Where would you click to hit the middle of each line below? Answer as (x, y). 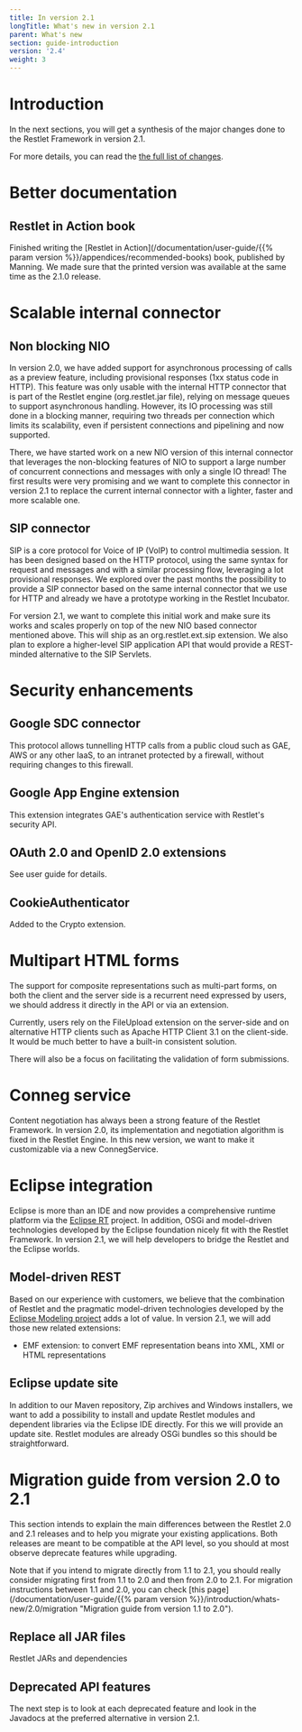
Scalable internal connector (115, 313)
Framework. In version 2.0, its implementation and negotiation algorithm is (146, 1130)
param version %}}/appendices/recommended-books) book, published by (147, 257)
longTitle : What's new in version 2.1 (82, 26)
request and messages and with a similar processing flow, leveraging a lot (146, 569)
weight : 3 (28, 60)
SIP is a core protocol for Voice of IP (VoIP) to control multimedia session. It (149, 550)
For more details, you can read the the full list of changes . (116, 156)
